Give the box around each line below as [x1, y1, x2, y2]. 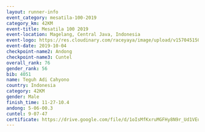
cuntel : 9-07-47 [6, 111, 48, 117]
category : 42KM [6, 88, 45, 94]
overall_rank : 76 [6, 60, 51, 66]
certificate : [6, 116, 40, 122]
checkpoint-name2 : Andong [6, 49, 72, 55]
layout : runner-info [6, 9, 59, 15]
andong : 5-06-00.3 [6, 105, 53, 111]
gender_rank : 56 [6, 65, 48, 72]
